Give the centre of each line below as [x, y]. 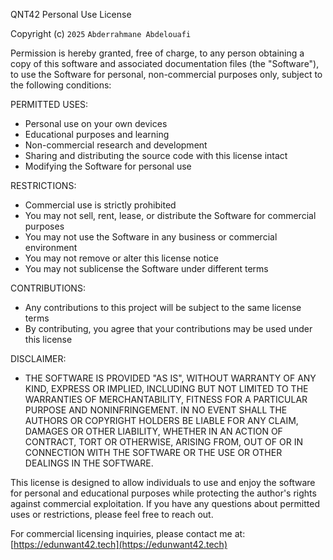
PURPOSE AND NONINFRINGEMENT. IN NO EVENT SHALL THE [156, 410]
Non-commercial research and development [116, 145]
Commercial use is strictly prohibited [100, 205]
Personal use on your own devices [96, 123]
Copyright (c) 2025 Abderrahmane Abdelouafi [101, 33]
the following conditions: [61, 85]
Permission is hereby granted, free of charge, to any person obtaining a [157, 53]
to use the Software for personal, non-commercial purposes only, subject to [166, 74]
